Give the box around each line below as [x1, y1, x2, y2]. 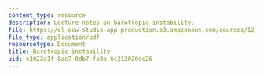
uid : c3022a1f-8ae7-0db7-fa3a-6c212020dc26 [8, 55, 153, 63]
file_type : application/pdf [8, 33, 101, 41]
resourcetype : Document [8, 41, 86, 48]
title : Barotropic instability [8, 48, 111, 55]
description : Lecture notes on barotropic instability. [8, 19, 195, 27]
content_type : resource [8, 11, 86, 20]
